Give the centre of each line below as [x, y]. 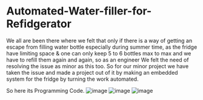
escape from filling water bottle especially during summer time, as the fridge [102, 47]
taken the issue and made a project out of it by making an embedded [92, 72]
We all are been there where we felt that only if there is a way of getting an [99, 40]
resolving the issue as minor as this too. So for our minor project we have [98, 66]
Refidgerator [39, 24]
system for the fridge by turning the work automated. [72, 79]
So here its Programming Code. [45, 90]
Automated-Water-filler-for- [79, 11]
